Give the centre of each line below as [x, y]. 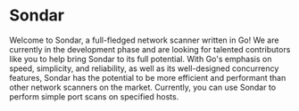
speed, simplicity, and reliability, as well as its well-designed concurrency [144, 68]
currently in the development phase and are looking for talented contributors [150, 49]
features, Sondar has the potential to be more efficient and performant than [148, 77]
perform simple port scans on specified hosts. [94, 96]
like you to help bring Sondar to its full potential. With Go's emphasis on [141, 59]
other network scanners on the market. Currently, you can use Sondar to [143, 87]
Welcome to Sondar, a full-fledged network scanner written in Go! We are [144, 40]
